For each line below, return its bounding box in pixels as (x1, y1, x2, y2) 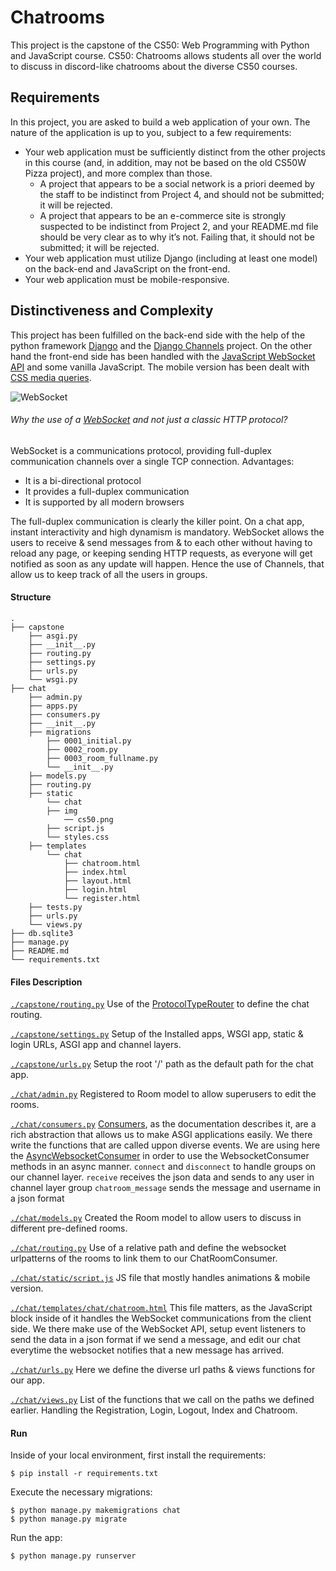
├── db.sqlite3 (10, 928, 74, 938)
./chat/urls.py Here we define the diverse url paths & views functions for (10, 1364, 316, 1376)
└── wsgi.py (28, 674, 78, 685)
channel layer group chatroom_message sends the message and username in (10, 1182, 322, 1194)
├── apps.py (28, 701, 78, 711)
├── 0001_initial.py (46, 736, 132, 746)
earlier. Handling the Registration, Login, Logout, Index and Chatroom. (10, 1404, 298, 1416)
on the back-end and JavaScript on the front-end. (24, 262, 231, 275)
